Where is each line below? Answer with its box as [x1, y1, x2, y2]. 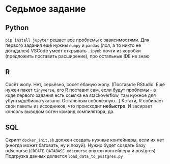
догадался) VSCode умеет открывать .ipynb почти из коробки [5, 48, 141, 53]
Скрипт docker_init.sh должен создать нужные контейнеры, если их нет [5, 136, 164, 143]
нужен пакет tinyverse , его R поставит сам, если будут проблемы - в [5, 87, 156, 93]
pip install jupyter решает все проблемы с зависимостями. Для [5, 37, 150, 43]
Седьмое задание [5, 3, 86, 15]
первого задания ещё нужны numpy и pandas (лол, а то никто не [5, 42, 141, 48]
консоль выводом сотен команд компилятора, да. [5, 108, 115, 115]
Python [5, 23, 29, 32]
